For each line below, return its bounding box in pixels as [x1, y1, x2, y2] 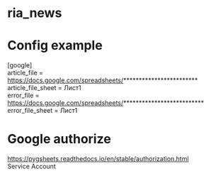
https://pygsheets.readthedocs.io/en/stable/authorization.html [7, 155, 189, 163]
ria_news [7, 5, 62, 21]
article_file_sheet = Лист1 [7, 84, 81, 92]
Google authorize [7, 131, 111, 147]
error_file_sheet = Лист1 [7, 106, 78, 115]
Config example [7, 38, 103, 54]
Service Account [7, 162, 57, 171]
